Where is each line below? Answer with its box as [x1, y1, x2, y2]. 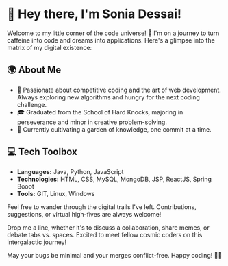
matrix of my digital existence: [7, 43, 92, 51]
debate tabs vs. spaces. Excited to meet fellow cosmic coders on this [7, 230, 203, 239]
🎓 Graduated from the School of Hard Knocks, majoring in [16, 108, 183, 116]
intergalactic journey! [7, 238, 67, 246]
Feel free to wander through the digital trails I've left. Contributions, [7, 202, 197, 211]
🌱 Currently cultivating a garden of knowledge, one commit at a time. [16, 125, 212, 133]
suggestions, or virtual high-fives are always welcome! [7, 210, 162, 218]
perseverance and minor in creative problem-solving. [16, 118, 168, 126]
